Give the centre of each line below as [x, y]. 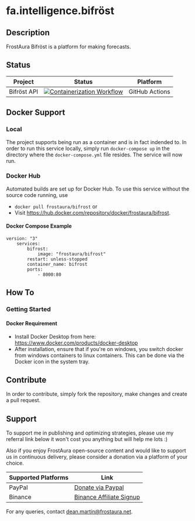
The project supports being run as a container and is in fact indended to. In [96, 142]
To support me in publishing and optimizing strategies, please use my [90, 433]
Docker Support [36, 113]
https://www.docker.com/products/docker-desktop [76, 343]
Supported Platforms [39, 477]
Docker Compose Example [39, 226]
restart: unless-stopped [57, 259]
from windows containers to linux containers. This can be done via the [99, 355]
